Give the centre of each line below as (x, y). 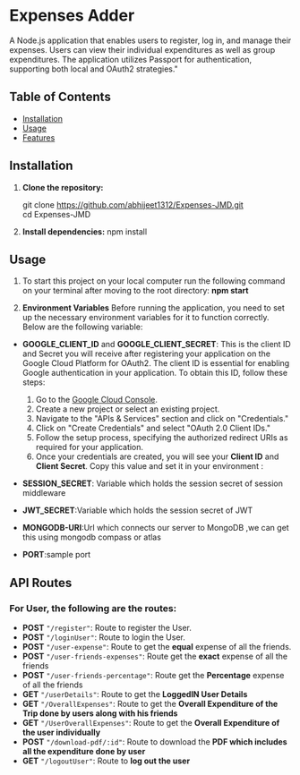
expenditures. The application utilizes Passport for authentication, (131, 59)
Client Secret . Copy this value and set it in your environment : (150, 466)
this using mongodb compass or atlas (91, 537)
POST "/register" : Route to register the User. (107, 628)
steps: (34, 382)
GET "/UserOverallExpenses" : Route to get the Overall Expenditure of (151, 723)
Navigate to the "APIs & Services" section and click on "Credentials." (162, 419)
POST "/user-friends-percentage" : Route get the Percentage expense (153, 676)
